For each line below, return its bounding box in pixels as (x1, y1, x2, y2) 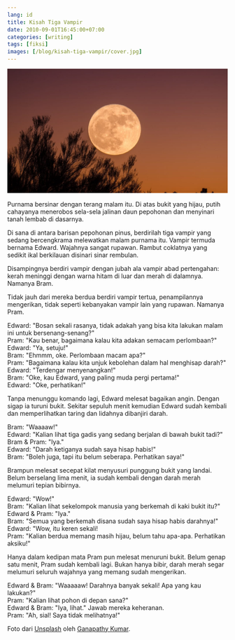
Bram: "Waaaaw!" (7, 422, 58, 431)
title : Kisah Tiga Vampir (7, 18, 83, 26)
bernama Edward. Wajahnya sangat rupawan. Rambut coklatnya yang (7, 243, 208, 251)
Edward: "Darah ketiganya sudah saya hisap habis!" (7, 445, 156, 453)
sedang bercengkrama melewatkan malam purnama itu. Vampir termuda (7, 235, 215, 244)
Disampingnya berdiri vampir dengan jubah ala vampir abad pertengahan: (7, 264, 220, 272)
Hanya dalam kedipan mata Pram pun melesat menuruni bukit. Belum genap (7, 552, 226, 561)
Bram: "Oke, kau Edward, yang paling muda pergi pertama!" (7, 373, 180, 382)
